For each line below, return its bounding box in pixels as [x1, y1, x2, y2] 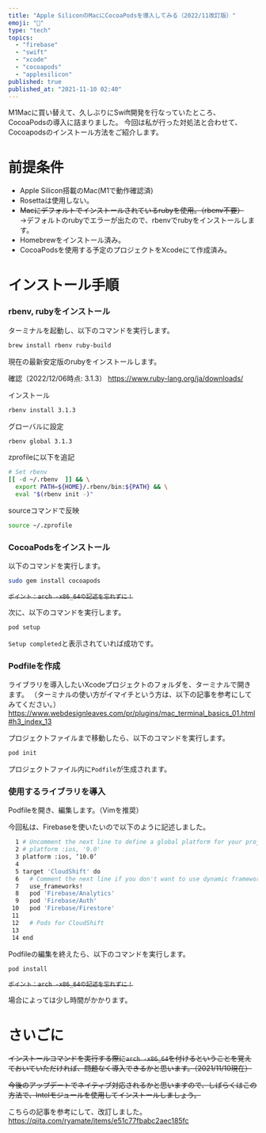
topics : [8, 33, 34, 42]
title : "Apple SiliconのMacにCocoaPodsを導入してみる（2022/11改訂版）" [8, 11, 236, 20]
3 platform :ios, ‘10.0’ [15, 853, 97, 861]
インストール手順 [8, 276, 120, 294]
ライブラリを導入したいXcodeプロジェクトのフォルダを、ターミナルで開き [8, 680, 252, 689]
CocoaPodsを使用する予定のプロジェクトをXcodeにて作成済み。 [19, 245, 232, 255]
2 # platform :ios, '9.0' [15, 846, 101, 854]
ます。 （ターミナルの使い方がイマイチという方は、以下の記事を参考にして [8, 690, 253, 699]
